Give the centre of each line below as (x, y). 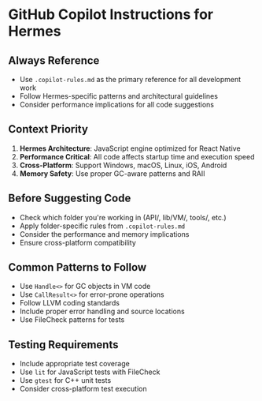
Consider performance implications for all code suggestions (117, 105)
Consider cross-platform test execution (83, 389)
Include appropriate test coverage (74, 364)
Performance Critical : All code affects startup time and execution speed (137, 156)
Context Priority (48, 129)
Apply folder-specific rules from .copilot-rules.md (102, 226)
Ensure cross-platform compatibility (77, 242)
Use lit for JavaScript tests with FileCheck (90, 372)
